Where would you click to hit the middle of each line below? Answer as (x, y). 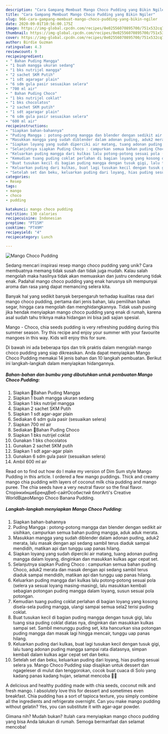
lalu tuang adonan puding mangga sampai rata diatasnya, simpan (80, 649)
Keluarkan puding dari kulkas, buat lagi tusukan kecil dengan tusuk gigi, (86, 644)
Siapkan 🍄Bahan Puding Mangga (46, 392)
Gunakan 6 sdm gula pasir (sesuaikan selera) (59, 456)
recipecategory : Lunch (29, 237)
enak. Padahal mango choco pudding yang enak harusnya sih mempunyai (82, 281)
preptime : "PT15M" (25, 223)
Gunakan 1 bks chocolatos (40, 440)
